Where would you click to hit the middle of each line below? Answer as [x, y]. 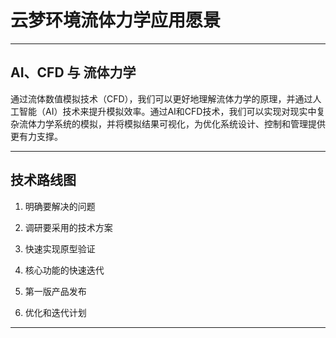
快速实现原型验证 [60, 248]
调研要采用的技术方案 [68, 227]
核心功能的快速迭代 [64, 270]
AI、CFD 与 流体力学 [73, 72]
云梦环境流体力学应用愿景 [116, 20]
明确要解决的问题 [60, 206]
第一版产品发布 [55, 291]
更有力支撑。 [36, 136]
